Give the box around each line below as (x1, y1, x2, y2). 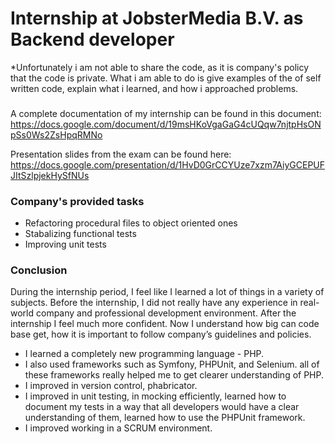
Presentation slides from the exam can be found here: (10, 148, 232, 160)
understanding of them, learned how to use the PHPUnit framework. (24, 412, 306, 424)
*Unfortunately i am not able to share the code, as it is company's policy (10, 61, 310, 73)
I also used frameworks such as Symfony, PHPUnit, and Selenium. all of (24, 358, 320, 371)
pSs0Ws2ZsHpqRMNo (10, 128, 103, 141)
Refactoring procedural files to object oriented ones (24, 217, 238, 229)
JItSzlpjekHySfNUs (10, 169, 90, 181)
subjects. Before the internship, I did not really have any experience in (10, 297, 298, 309)
